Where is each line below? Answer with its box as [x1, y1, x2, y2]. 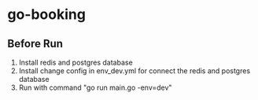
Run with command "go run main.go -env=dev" [18, 83, 172, 92]
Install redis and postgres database [18, 57, 133, 67]
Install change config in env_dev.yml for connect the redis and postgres [18, 66, 251, 76]
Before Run [7, 37, 64, 50]
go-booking [7, 6, 86, 24]
